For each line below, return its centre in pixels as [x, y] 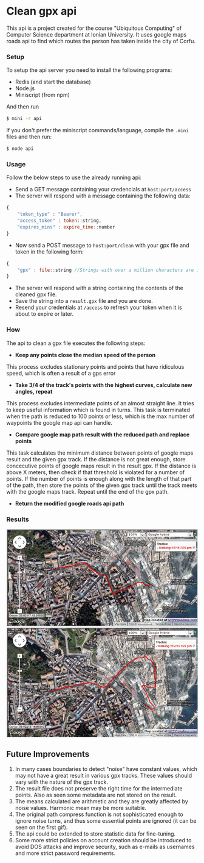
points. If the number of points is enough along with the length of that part [99, 478]
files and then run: [29, 137]
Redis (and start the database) [53, 82]
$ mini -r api [24, 119]
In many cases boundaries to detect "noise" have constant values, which [106, 769]
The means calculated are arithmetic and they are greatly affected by [101, 801]
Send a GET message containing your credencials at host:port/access [103, 190]
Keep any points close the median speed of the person [85, 355]
